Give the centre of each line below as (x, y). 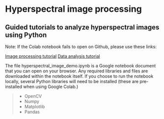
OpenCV (33, 96)
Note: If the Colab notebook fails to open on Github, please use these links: (81, 47)
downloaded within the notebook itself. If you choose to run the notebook (79, 76)
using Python (26, 35)
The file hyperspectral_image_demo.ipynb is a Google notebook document (81, 66)
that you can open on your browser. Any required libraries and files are (77, 71)
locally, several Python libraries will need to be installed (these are (72, 81)
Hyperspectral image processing (74, 9)
